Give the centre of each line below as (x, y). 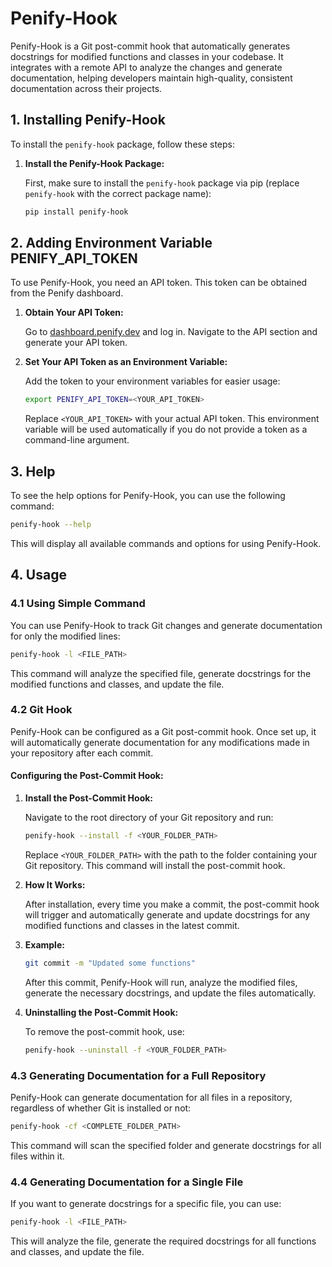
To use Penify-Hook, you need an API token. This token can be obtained (159, 283)
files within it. (37, 1156)
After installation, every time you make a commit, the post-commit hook (172, 904)
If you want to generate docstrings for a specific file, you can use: (146, 1204)
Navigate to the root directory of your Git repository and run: (149, 818)
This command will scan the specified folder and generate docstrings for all (166, 1145)
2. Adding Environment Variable (111, 243)
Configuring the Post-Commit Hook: (87, 776)
